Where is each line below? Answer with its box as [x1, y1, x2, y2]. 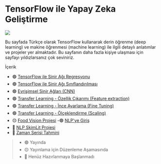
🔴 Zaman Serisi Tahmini [12, 129, 60, 135]
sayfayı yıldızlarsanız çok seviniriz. [5, 55, 74, 60]
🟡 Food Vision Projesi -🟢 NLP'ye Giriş [12, 117, 90, 123]
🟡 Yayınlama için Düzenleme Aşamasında [24, 146, 108, 152]
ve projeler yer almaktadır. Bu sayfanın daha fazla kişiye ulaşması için [5, 49, 143, 55]
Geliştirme [5, 14, 48, 25]
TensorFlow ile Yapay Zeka [5, 3, 116, 15]
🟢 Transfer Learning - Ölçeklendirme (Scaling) [12, 110, 106, 116]
